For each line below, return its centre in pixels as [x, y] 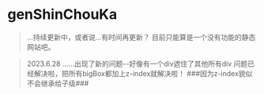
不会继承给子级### [58, 83]
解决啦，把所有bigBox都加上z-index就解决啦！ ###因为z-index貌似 [143, 73]
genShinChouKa [62, 15]
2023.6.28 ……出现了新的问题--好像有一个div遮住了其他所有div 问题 [137, 64]
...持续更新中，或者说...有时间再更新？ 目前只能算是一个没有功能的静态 [141, 37]
